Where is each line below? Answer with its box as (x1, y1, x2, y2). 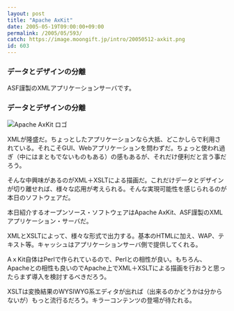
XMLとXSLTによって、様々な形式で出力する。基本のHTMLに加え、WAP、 (7, 231, 218, 240)
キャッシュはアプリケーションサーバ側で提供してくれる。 (37, 240, 202, 248)
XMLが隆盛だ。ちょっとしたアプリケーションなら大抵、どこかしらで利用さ (7, 135, 221, 143)
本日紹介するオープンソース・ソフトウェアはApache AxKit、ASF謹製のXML (7, 208, 223, 216)
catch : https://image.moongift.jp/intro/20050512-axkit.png (7, 36, 186, 43)
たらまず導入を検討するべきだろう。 (7, 272, 111, 280)
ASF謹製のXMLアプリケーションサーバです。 (7, 84, 136, 93)
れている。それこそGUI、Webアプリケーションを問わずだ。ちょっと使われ (7, 143, 219, 152)
